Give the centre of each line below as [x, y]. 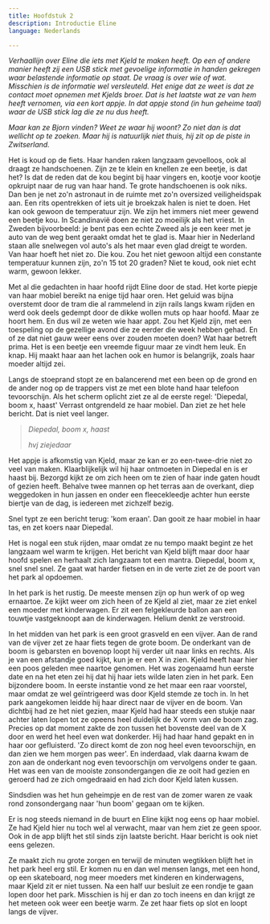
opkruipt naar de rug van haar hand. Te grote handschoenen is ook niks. [128, 186]
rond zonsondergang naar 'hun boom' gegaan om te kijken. [106, 804]
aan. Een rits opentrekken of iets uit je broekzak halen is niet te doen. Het [129, 203]
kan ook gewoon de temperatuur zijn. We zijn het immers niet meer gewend [133, 212]
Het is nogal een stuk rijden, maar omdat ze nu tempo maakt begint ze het [131, 543]
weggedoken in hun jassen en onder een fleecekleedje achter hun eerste [129, 495]
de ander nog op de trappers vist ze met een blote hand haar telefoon [124, 388]
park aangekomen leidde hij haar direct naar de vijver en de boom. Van [126, 703]
